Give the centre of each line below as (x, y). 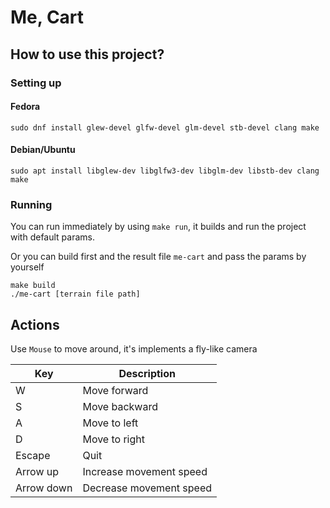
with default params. (52, 237)
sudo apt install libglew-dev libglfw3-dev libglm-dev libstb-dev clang (165, 171)
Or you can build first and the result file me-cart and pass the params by (158, 257)
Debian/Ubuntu (43, 150)
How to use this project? (87, 54)
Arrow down (44, 488)
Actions (35, 324)
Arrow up (37, 472)
